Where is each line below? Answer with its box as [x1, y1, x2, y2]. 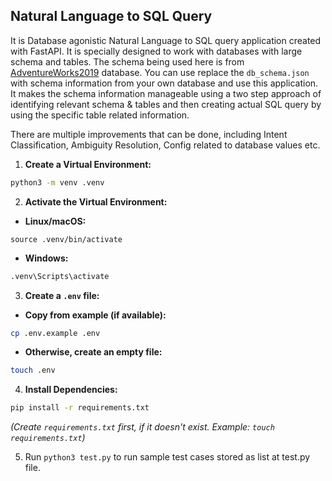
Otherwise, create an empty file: [24, 346, 163, 358]
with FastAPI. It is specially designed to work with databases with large [10, 45, 303, 57]
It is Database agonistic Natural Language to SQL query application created [10, 34, 322, 46]
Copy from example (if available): [24, 309, 167, 321]
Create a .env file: [24, 289, 100, 301]
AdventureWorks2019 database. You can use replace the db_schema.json [10, 66, 310, 78]
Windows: [24, 252, 69, 264]
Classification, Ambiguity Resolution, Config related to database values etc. [10, 139, 321, 151]
